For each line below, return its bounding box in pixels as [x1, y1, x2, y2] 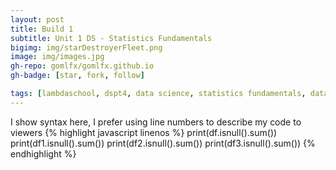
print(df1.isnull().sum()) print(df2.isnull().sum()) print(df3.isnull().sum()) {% [10, 137, 316, 149]
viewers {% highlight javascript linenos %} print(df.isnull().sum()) [10, 126, 278, 138]
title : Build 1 [10, 24, 74, 34]
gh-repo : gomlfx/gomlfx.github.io [10, 61, 155, 71]
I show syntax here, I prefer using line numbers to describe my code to [10, 116, 302, 128]
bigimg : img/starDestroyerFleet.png [10, 42, 163, 53]
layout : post [10, 14, 65, 25]
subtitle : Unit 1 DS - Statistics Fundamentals [10, 33, 213, 43]
